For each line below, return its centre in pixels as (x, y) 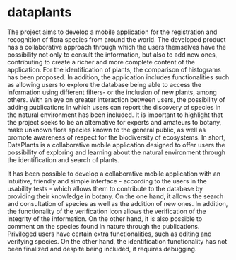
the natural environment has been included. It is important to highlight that (115, 115)
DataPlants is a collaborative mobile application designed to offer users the (116, 145)
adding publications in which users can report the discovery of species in (114, 107)
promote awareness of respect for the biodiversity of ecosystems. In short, (117, 137)
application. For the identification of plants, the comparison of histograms (114, 69)
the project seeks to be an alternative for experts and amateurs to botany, (114, 122)
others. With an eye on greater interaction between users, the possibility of (116, 99)
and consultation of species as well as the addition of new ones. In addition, (118, 203)
